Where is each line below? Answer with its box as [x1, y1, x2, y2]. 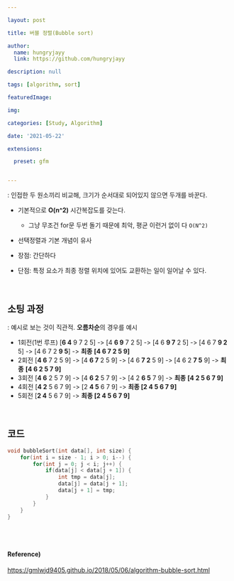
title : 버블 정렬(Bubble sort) [7, 29, 94, 36]
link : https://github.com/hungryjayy [13, 55, 126, 63]
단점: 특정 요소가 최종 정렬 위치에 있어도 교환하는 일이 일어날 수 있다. [17, 266, 207, 275]
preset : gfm [13, 158, 50, 165]
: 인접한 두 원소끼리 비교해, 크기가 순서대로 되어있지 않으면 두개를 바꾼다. [7, 191, 208, 200]
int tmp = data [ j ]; [57, 474, 116, 481]
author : [7, 42, 30, 50]
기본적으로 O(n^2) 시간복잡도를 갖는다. [17, 206, 126, 215]
